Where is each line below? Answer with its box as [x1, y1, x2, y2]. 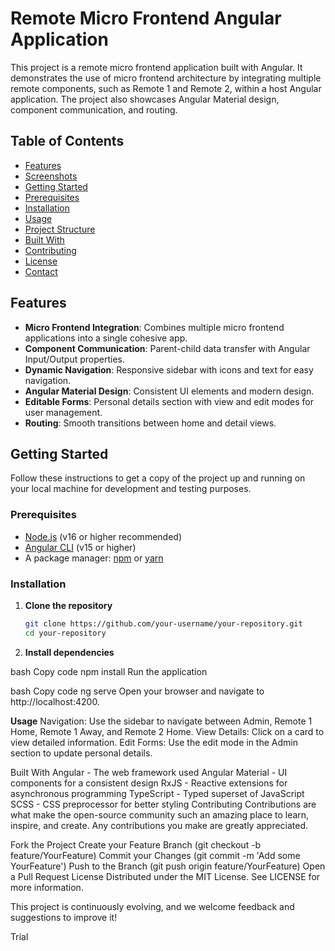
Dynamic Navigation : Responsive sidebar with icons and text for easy [24, 363, 314, 376]
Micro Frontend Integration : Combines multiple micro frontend [24, 321, 285, 333]
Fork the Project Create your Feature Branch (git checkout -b [10, 838, 262, 851]
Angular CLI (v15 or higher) [24, 541, 137, 553]
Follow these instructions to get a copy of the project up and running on [10, 472, 306, 484]
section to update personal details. [10, 747, 153, 759]
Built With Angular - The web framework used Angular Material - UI [10, 766, 288, 778]
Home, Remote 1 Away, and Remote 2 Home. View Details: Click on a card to [10, 725, 325, 737]
